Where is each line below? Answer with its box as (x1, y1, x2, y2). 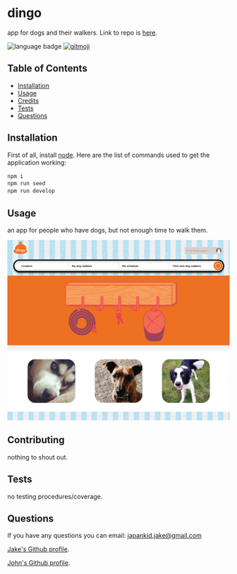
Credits (17, 96, 39, 105)
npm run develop (7, 187, 55, 195)
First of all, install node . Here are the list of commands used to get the (7, 151, 210, 159)
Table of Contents (7, 62, 88, 75)
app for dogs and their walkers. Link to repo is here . (7, 28, 157, 37)
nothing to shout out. (7, 452, 68, 461)
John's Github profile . (7, 558, 71, 567)
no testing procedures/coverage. (7, 492, 103, 500)
